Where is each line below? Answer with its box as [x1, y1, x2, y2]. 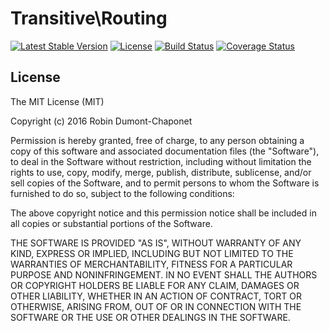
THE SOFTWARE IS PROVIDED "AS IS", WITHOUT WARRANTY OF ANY [10, 237, 302, 249]
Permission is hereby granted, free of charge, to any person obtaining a [10, 134, 305, 146]
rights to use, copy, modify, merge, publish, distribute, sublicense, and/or [10, 166, 312, 178]
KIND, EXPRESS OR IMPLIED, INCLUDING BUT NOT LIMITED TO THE [10, 247, 294, 259]
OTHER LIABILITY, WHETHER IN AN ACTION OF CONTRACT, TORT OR [10, 290, 302, 302]
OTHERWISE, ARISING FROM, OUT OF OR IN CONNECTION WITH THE [10, 300, 302, 312]
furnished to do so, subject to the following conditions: [10, 187, 235, 199]
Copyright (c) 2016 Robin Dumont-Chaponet [10, 115, 193, 127]
